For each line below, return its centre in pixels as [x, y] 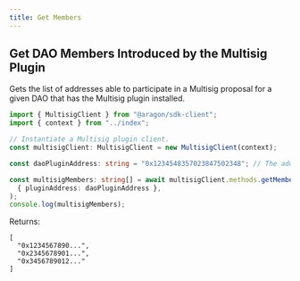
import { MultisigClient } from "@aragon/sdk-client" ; [113, 115]
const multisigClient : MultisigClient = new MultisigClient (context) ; [143, 148]
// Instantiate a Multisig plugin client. [89, 139]
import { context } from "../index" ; [79, 123]
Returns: [25, 222]
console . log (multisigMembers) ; [67, 205]
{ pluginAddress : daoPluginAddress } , [90, 188]
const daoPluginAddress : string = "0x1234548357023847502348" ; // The [143, 163]
